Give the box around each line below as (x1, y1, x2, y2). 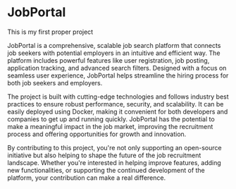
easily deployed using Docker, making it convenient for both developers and (7, 107, 228, 116)
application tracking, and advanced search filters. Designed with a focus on (7, 63, 227, 72)
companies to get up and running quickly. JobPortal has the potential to (7, 114, 215, 123)
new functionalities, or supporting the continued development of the (7, 166, 206, 174)
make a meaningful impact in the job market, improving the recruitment (7, 122, 213, 130)
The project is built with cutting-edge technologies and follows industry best (7, 92, 229, 101)
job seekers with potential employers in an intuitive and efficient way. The (7, 49, 221, 57)
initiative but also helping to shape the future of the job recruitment (7, 151, 201, 159)
